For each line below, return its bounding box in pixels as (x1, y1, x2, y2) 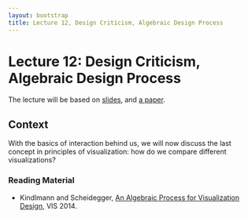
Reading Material (8, 175, 75, 186)
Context (8, 118, 49, 131)
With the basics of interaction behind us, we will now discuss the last (8, 139, 232, 148)
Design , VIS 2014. (19, 201, 77, 210)
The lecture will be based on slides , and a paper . (8, 95, 165, 104)
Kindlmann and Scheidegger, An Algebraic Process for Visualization (19, 193, 240, 202)
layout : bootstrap (8, 11, 68, 20)
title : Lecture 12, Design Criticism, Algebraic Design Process (8, 19, 224, 27)
